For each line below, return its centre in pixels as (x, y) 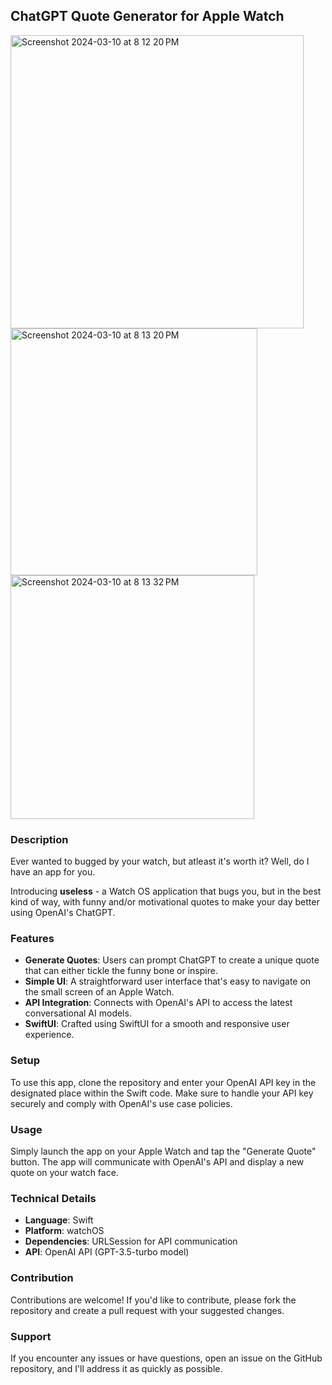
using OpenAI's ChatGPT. (63, 913)
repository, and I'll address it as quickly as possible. (116, 1368)
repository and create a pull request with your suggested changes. (147, 1310)
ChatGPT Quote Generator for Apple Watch (147, 16)
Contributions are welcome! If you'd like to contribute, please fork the (153, 1300)
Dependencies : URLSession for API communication (131, 1241)
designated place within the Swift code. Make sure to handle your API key (162, 1093)
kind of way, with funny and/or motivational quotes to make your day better (165, 902)
